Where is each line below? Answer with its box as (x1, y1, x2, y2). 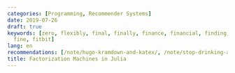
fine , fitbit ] (13, 36, 55, 43)
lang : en (7, 42, 33, 49)
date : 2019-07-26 (7, 17, 58, 24)
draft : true (7, 23, 42, 30)
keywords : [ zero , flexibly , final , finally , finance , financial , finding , (7, 29, 230, 37)
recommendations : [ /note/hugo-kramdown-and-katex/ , (7, 49, 161, 56)
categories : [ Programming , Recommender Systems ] (7, 10, 152, 17)
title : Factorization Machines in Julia (7, 56, 127, 63)
